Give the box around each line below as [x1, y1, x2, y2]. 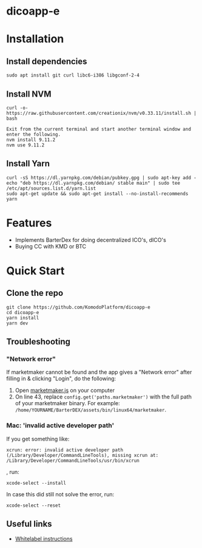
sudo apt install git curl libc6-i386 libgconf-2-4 [6, 72, 140, 78]
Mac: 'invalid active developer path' [6, 421, 114, 430]
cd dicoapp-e [6, 309, 39, 315]
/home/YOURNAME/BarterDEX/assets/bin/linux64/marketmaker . [15, 406, 167, 414]
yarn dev [6, 320, 29, 326]
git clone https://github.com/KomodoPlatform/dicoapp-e [6, 304, 150, 310]
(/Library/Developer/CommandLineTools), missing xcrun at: [6, 452, 159, 458]
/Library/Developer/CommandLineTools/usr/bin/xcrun [6, 457, 140, 464]
